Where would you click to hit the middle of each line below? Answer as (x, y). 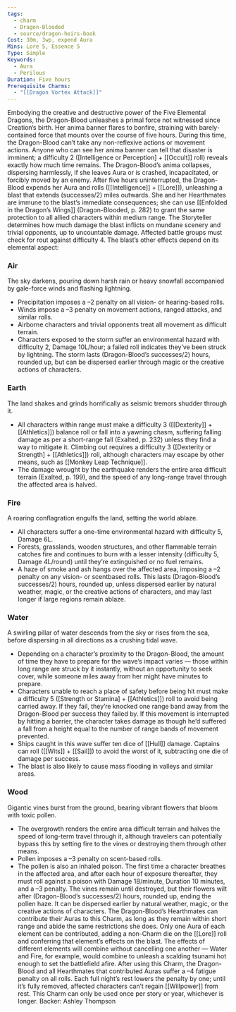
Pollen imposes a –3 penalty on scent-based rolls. (90, 858)
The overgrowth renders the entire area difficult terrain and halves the (119, 829)
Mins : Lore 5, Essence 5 (44, 47)
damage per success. (49, 759)
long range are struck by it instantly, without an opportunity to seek (115, 669)
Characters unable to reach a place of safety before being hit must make (123, 691)
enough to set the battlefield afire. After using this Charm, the (106, 963)
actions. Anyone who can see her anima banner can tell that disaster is (110, 150)
